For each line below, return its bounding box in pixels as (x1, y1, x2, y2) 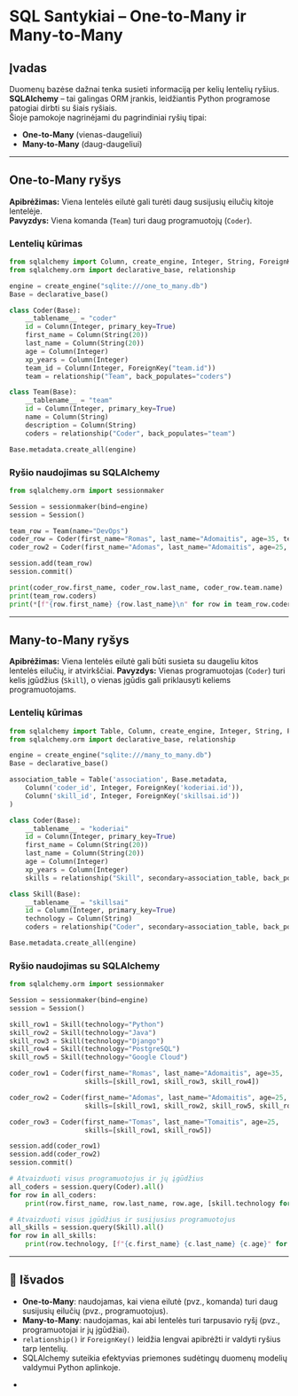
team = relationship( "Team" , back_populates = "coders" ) (25, 372, 232, 380)
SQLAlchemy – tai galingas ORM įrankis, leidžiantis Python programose (9, 93, 271, 104)
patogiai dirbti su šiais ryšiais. (9, 103, 118, 113)
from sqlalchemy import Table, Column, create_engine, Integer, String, (9, 726, 284, 735)
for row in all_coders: (9, 1190, 98, 1199)
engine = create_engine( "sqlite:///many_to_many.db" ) (9, 751, 213, 760)
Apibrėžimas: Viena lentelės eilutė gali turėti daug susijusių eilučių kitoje (9, 196, 274, 207)
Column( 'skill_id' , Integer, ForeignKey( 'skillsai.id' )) (25, 791, 240, 800)
